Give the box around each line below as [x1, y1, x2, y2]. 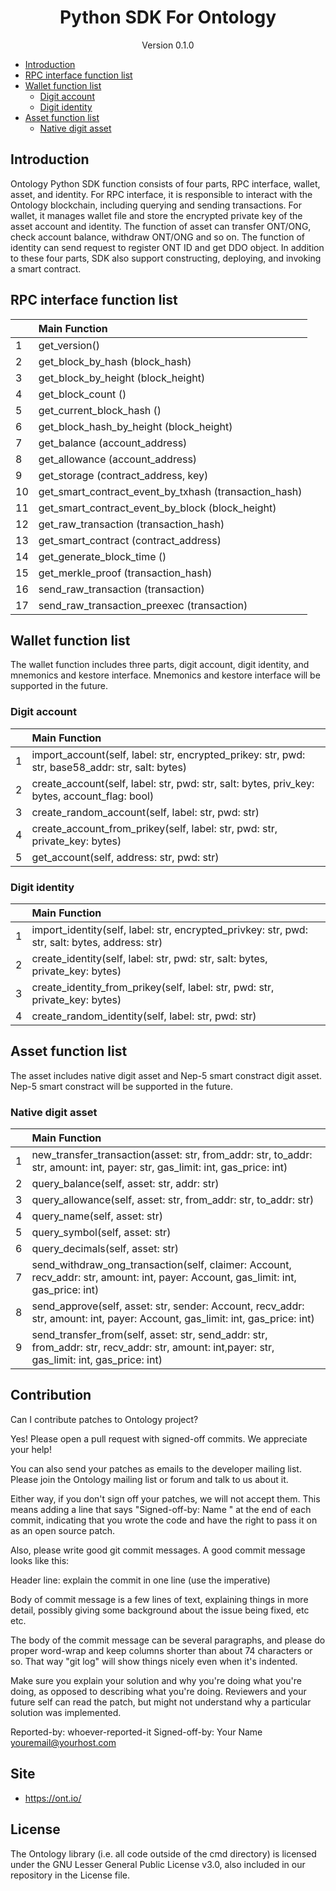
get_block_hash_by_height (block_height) [38, 419, 233, 433]
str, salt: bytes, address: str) [31, 935, 163, 949]
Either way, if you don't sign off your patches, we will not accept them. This [10, 1492, 321, 1505]
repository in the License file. [10, 1869, 131, 1881]
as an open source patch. [10, 1524, 116, 1536]
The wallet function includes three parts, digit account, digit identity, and [10, 659, 310, 671]
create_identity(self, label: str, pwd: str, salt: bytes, [31, 951, 268, 965]
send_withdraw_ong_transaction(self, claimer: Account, [31, 1258, 292, 1272]
